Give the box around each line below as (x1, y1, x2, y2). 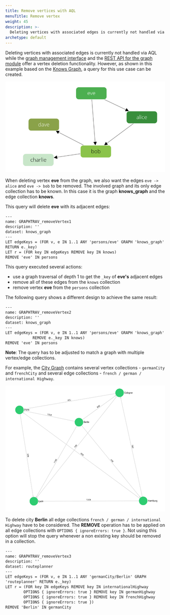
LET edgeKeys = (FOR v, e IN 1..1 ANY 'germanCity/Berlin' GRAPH (5, 574, 146, 579)
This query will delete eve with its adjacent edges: (5, 204, 110, 210)
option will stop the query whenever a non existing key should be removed (5, 533, 161, 539)
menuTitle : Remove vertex (5, 13, 60, 19)
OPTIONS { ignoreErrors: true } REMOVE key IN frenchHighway (23, 595, 156, 600)
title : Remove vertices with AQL (5, 8, 76, 13)
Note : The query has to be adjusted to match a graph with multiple (5, 350, 145, 356)
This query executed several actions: (5, 264, 83, 270)
